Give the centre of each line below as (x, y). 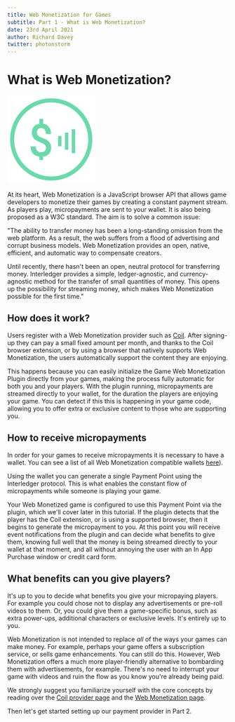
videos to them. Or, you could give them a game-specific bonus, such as (112, 610)
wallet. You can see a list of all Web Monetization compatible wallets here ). (115, 462)
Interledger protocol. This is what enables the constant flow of (97, 483)
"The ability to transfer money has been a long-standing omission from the (115, 231)
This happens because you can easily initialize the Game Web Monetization (116, 371)
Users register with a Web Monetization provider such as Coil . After (105, 335)
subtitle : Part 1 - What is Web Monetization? (76, 22)
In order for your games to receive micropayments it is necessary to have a (116, 455)
